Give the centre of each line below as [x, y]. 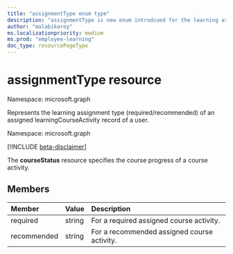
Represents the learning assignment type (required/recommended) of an [111, 112]
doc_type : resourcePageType [48, 46]
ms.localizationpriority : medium [55, 33]
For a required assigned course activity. [156, 220]
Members [28, 189]
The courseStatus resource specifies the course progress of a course [107, 160]
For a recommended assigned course [152, 231]
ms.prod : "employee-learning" [51, 39]
